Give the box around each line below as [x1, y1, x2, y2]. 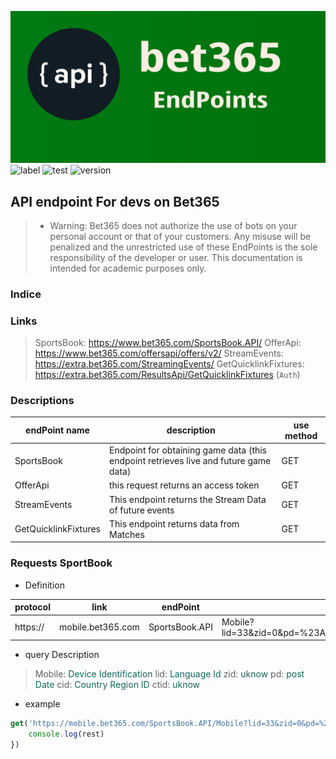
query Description [24, 649, 100, 661]
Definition [24, 579, 65, 591]
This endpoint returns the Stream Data [109, 493, 267, 505]
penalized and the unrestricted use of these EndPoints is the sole [49, 241, 318, 253]
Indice [10, 287, 42, 301]
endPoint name [25, 424, 90, 436]
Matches [109, 528, 145, 540]
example [24, 698, 61, 710]
